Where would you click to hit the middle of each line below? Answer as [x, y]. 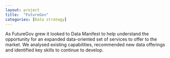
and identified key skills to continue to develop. [55, 50]
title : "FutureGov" [27, 15]
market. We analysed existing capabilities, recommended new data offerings [85, 45]
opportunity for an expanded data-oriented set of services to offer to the [81, 39]
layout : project [22, 10]
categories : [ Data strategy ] [36, 19]
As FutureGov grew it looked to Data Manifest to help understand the [77, 34]
